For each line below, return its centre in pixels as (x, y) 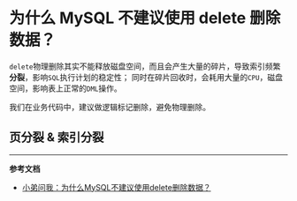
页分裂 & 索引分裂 (57, 138)
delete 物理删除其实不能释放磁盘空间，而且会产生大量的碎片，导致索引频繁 (145, 66)
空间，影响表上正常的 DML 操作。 (65, 88)
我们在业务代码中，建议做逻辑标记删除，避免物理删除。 (110, 107)
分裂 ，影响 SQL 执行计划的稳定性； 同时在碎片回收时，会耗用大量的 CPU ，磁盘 (146, 77)
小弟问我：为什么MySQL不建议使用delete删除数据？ (116, 187)
